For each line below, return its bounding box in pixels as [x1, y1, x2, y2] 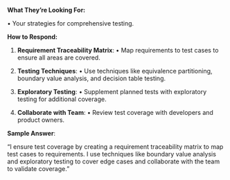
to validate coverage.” [7, 165, 70, 172]
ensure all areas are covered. [17, 53, 100, 62]
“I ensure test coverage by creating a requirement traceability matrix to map [7, 143, 224, 151]
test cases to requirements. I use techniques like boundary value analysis [7, 150, 217, 158]
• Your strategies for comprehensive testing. [7, 19, 134, 27]
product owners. [17, 116, 64, 124]
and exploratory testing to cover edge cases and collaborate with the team [7, 157, 220, 165]
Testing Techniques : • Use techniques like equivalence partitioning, [17, 67, 213, 75]
